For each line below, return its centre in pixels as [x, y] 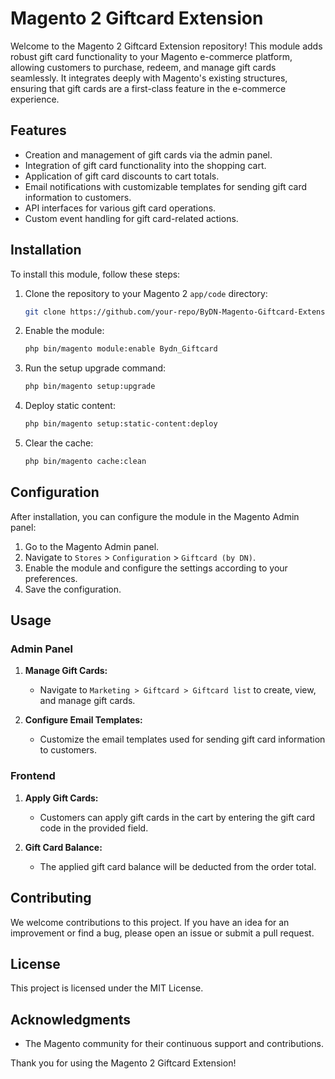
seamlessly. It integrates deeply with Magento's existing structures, [149, 78]
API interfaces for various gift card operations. [120, 208]
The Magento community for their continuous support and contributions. [174, 1044]
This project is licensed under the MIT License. [107, 988]
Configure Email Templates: [83, 720]
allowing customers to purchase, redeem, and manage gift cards [143, 67]
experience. [35, 99]
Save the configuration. [73, 589]
